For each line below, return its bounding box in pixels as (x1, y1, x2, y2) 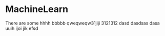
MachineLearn (5, 3, 69, 15)
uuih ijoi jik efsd (5, 25, 38, 31)
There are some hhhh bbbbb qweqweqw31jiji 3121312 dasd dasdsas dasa (5, 20, 160, 26)
